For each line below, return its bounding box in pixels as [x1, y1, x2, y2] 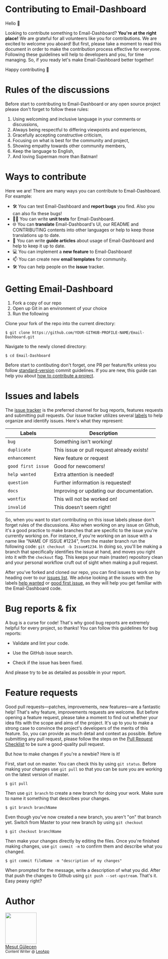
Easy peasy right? [5, 878, 42, 884]
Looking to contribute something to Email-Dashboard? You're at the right [5, 30, 157, 36]
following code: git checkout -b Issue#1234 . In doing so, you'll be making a [5, 543, 162, 549]
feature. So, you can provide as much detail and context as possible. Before [5, 730, 162, 736]
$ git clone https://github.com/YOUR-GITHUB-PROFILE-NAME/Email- [5, 330, 144, 335]
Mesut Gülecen [5, 943, 37, 949]
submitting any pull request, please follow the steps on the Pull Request [5, 736, 153, 742]
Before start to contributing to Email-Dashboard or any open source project [5, 101, 160, 107]
